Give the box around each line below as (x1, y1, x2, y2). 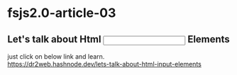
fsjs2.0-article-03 (7, 5, 116, 21)
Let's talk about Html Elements (7, 33, 231, 45)
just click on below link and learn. (7, 52, 105, 61)
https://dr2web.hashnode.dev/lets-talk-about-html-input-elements (7, 60, 202, 68)
